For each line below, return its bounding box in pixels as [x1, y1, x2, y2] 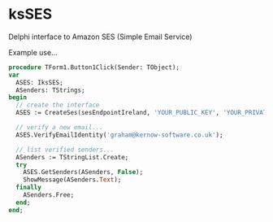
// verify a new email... [15, 124, 104, 132]
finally [15, 184, 42, 192]
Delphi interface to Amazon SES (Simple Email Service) [8, 32, 193, 41]
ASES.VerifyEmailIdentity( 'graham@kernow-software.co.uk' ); [15, 131, 223, 139]
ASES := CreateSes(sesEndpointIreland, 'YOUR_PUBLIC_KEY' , [15, 109, 220, 117]
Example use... [8, 47, 58, 57]
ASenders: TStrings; [15, 86, 85, 94]
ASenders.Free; [23, 191, 75, 199]
